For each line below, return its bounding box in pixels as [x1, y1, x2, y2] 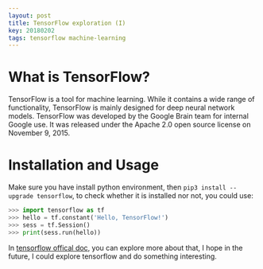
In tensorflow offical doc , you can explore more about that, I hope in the [8, 243, 243, 252]
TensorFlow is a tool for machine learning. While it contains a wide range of [8, 95, 255, 104]
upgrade [8, 193, 34, 201]
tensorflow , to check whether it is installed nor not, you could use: [37, 191, 254, 201]
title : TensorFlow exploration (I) [8, 19, 126, 27]
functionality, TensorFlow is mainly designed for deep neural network [8, 103, 235, 112]
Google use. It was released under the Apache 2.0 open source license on [8, 120, 251, 130]
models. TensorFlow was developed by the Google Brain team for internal [8, 111, 249, 121]
